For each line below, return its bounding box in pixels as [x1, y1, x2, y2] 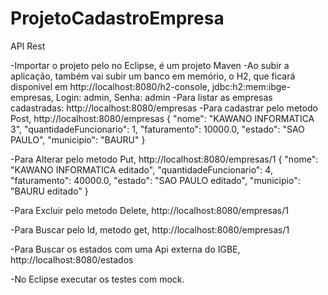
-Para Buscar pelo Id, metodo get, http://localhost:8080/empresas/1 [10, 223, 290, 236]
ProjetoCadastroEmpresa [10, 7, 225, 30]
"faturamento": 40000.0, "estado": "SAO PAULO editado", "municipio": [10, 174, 301, 186]
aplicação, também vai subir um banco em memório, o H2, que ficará [10, 70, 296, 82]
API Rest [10, 40, 46, 52]
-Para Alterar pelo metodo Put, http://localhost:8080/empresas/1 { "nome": [10, 153, 319, 165]
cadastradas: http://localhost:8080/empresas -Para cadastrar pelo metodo [10, 102, 318, 114]
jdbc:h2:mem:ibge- [211, 80, 291, 92]
